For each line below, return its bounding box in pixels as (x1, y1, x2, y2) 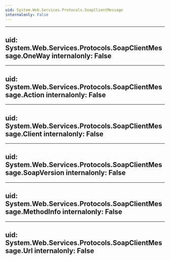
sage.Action (5, 90, 45, 99)
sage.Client (5, 129, 42, 138)
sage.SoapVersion (5, 169, 65, 177)
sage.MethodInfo (5, 208, 61, 216)
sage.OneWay (5, 51, 51, 60)
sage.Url (5, 246, 33, 255)
